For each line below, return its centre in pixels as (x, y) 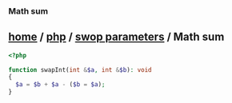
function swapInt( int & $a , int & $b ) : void (80, 69)
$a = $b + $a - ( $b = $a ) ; (60, 85)
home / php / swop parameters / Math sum (116, 37)
